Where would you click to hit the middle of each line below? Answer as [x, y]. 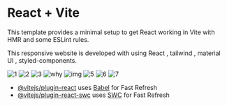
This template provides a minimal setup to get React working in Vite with [111, 32]
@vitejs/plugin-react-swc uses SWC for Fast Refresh [93, 95]
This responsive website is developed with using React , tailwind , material [114, 53]
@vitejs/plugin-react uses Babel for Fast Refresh [87, 87]
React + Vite [44, 13]
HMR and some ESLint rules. [48, 39]
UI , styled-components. [42, 60]
